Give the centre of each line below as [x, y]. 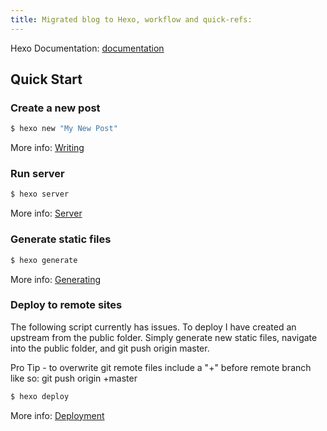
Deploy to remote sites [66, 305]
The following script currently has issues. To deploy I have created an [153, 327]
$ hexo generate [44, 260]
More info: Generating [55, 279]
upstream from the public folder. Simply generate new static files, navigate [164, 337]
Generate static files [61, 239]
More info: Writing [47, 148]
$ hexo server [40, 194]
